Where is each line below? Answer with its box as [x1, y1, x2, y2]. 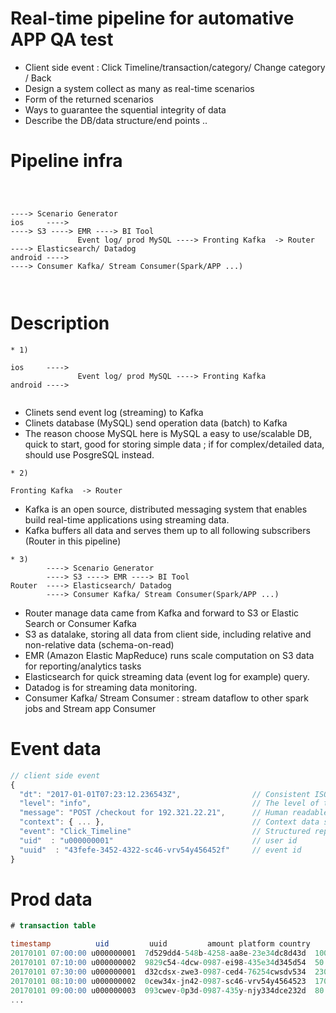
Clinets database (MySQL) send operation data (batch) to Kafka [24, 417, 288, 429]
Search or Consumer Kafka [24, 617, 137, 629]
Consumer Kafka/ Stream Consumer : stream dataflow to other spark [24, 692, 310, 704]
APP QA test [10, 28, 114, 51]
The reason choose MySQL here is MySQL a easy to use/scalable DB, [24, 427, 313, 439]
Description [10, 312, 110, 335]
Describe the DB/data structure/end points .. [24, 114, 208, 126]
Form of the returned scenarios [24, 93, 154, 105]
